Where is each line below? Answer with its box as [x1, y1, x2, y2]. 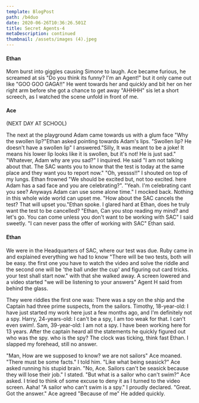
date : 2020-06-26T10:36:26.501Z [6, 20, 86, 26]
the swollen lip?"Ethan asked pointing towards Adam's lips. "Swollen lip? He [6, 138, 192, 145]
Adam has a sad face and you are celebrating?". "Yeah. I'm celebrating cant [6, 182, 191, 189]
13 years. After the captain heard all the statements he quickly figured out [6, 328, 186, 335]
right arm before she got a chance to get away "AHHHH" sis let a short [6, 87, 179, 94]
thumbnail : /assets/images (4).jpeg [6, 36, 97, 42]
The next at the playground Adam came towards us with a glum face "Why [6, 131, 188, 138]
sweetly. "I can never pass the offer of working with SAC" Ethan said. [6, 220, 175, 227]
